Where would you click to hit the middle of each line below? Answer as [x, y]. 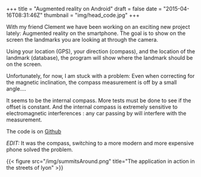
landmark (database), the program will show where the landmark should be [100, 58]
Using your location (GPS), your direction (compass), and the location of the [101, 51]
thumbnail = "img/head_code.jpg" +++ [92, 15]
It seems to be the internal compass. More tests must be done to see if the [99, 100]
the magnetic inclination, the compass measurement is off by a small [91, 82]
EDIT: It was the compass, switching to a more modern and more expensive [100, 143]
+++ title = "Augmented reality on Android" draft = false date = [84, 9]
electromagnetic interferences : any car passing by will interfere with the [97, 113]
